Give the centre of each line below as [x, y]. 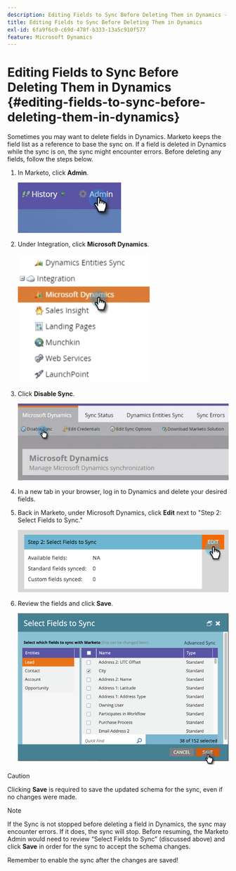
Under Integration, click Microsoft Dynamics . [83, 244]
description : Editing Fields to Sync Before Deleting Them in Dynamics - [118, 15]
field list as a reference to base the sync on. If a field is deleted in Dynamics [117, 145]
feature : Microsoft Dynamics [50, 37]
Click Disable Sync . [46, 394]
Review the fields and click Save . [65, 604]
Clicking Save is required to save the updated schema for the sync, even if [115, 790]
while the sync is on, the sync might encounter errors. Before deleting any [114, 152]
